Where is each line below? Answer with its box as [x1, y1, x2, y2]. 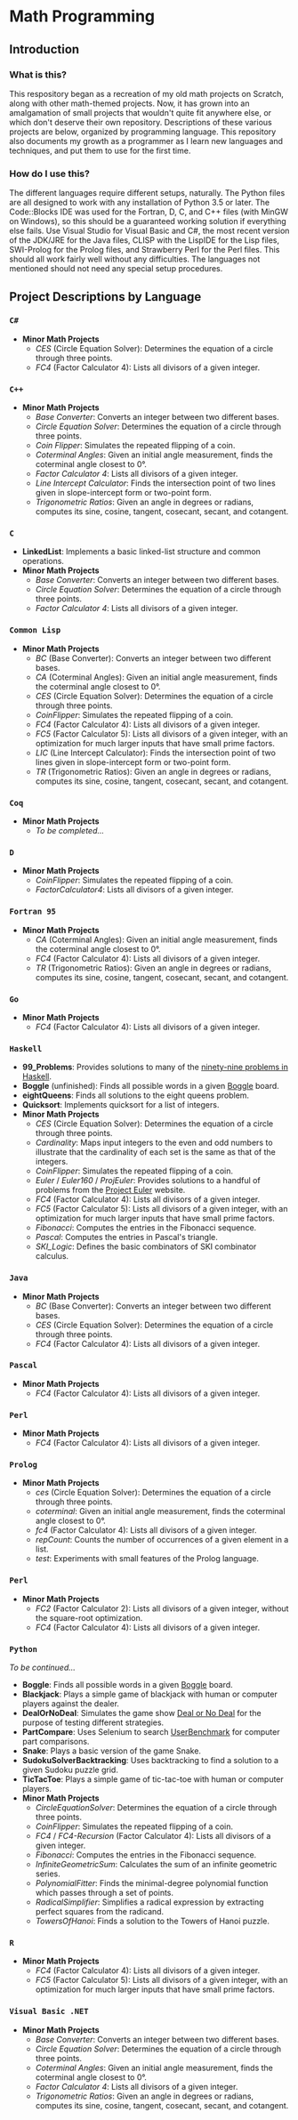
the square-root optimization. [35, 1612, 143, 1623]
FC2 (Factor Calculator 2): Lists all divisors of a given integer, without [35, 1603, 289, 1614]
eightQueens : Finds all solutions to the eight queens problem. [21, 1090, 250, 1100]
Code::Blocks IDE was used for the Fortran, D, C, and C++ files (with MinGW [9, 206, 289, 217]
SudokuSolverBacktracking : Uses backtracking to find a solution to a [21, 1755, 278, 1766]
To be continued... [9, 1662, 76, 1673]
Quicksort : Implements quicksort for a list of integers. [21, 1100, 220, 1110]
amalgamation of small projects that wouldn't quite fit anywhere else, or [9, 107, 272, 117]
